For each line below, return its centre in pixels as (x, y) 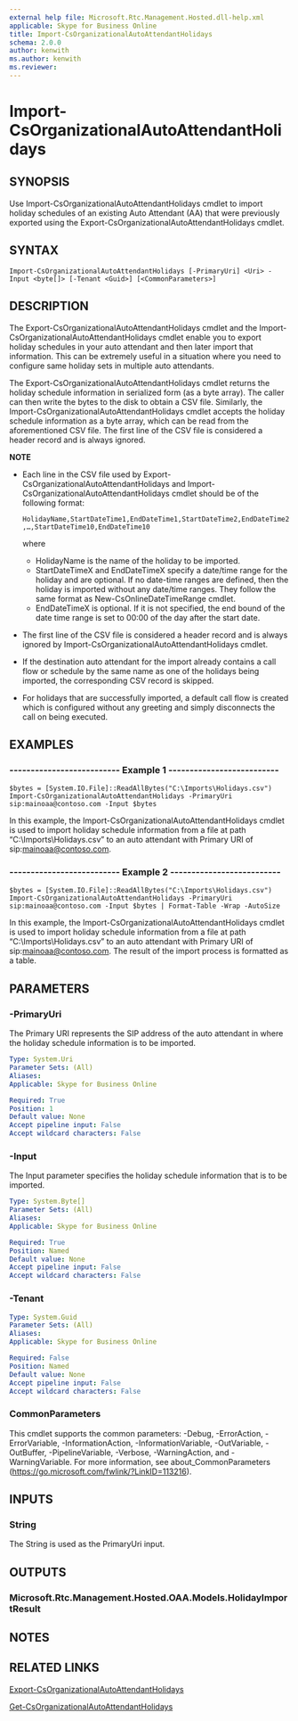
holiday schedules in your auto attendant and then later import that (131, 346)
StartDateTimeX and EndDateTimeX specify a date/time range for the (161, 570)
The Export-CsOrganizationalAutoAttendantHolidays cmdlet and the (133, 327)
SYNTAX (34, 251)
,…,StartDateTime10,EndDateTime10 (86, 527)
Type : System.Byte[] (48, 1202)
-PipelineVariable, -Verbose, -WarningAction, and (139, 1452)
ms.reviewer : (33, 68)
